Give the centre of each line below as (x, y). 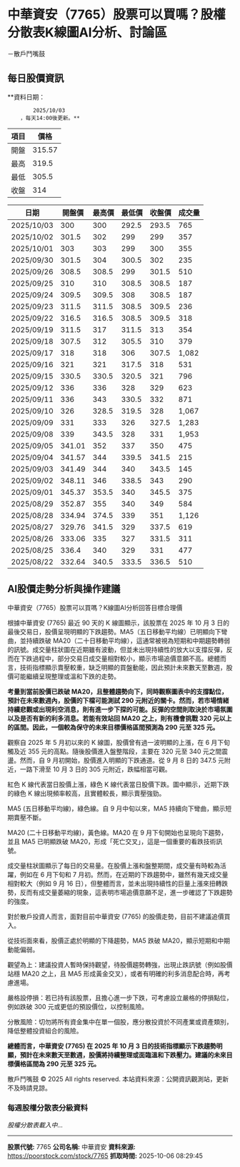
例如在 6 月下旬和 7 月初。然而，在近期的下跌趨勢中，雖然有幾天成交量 (124, 874)
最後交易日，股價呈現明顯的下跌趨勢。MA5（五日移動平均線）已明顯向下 (114, 631)
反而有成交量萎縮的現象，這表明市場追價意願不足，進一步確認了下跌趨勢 (126, 892)
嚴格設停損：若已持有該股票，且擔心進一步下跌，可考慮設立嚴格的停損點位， (120, 998)
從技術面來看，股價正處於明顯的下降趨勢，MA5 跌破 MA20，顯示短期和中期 (119, 941)
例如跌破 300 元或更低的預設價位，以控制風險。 (78, 1006)
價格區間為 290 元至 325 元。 (57, 1063)
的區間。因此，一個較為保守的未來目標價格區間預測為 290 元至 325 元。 (113, 727)
